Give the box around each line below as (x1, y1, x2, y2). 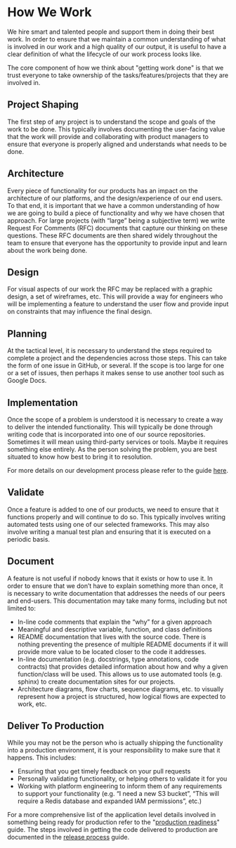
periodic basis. (7, 535, 51, 543)
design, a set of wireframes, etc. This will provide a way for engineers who (7, 292, 223, 301)
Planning (7, 327, 47, 339)
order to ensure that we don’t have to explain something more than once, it (7, 581, 223, 590)
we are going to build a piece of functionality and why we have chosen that (7, 209, 225, 217)
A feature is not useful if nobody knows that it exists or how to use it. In (7, 574, 213, 582)
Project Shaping (7, 99, 79, 111)
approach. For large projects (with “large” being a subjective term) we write (7, 216, 225, 225)
